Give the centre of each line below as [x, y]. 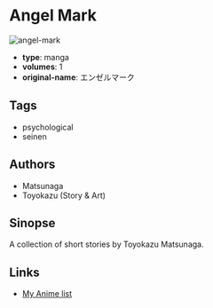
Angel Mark [53, 16]
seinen [34, 136]
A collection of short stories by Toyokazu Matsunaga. [106, 244]
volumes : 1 [42, 67]
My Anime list [47, 294]
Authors [32, 165]
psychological [47, 127]
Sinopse [32, 223]
